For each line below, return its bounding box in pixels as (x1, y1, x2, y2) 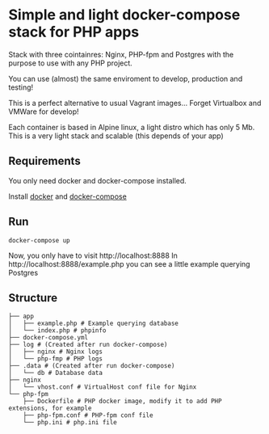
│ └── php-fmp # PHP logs (8, 355, 103, 363)
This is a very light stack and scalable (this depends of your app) (8, 131, 224, 141)
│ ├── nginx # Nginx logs (8, 348, 103, 356)
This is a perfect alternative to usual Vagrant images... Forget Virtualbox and (8, 98, 262, 107)
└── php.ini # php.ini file (23, 419, 117, 427)
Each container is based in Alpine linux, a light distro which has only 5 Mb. (8, 122, 255, 132)
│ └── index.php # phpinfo (8, 327, 107, 335)
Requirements (8, 154, 81, 168)
